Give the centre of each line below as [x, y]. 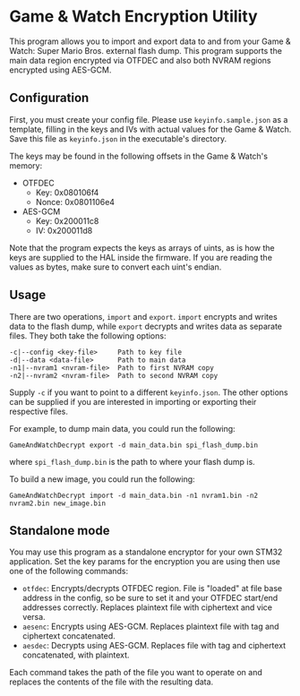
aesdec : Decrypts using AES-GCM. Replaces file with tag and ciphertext [154, 646]
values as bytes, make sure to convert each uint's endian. [116, 267]
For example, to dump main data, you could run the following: [122, 428]
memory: [26, 165]
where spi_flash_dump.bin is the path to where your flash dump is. [132, 461]
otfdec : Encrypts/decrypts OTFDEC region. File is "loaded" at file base [152, 589]
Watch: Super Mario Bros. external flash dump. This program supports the [146, 50]
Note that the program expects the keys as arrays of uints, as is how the [142, 247]
